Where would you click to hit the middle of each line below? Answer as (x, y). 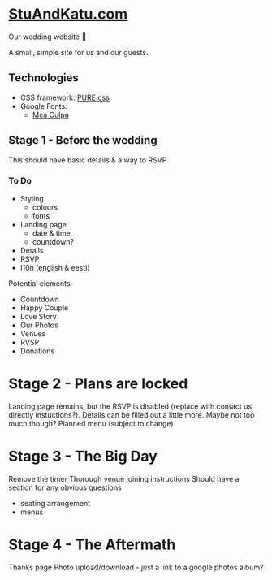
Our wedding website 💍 (47, 37)
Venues (33, 333)
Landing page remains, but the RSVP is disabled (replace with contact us (130, 406)
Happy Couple (44, 307)
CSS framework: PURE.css (65, 97)
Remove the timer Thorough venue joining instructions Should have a (124, 478)
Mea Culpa (50, 115)
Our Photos (39, 325)
